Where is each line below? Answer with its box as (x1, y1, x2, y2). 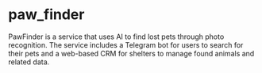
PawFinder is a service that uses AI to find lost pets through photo (8, 32, 225, 41)
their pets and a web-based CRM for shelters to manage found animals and (8, 48, 255, 58)
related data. (8, 57, 50, 67)
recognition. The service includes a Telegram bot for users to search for (8, 40, 244, 49)
